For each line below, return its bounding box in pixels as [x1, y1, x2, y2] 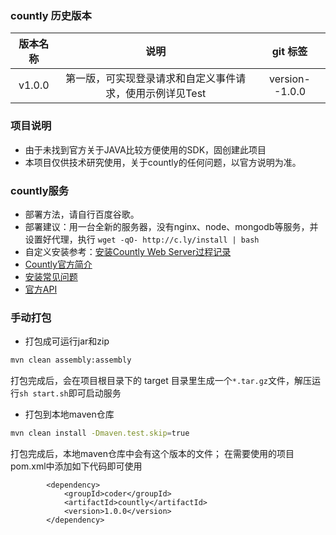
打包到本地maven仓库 [24, 408, 115, 421]
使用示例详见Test [125, 87, 207, 101]
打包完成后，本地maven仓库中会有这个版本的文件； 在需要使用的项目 [10, 447, 295, 459]
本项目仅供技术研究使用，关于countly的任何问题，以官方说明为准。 [24, 156, 302, 168]
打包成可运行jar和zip [24, 335, 110, 347]
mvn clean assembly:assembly [10, 355, 132, 366]
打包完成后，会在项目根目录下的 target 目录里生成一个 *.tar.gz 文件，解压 [10, 375, 313, 387]
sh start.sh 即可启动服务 [19, 387, 122, 399]
